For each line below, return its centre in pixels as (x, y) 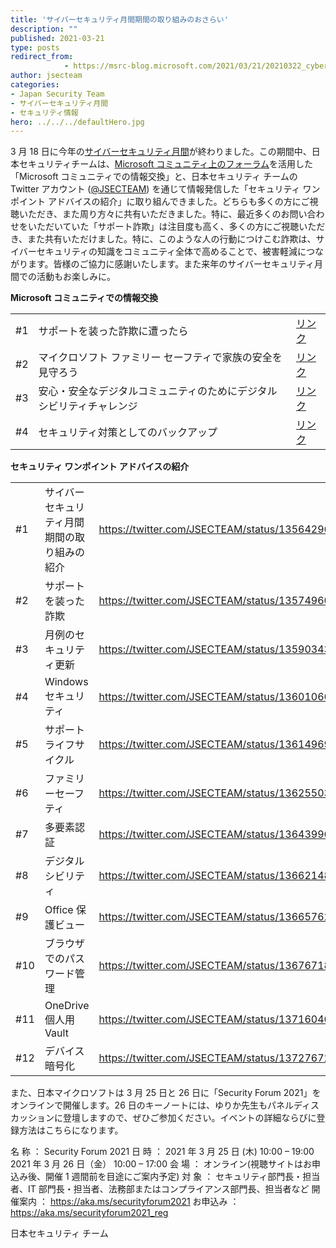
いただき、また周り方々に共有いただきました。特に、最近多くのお (154, 214)
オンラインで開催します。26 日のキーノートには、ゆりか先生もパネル (152, 1105)
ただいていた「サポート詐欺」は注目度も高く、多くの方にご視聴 (168, 227)
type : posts (35, 47)
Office (59, 910)
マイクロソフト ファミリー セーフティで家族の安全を (160, 358)
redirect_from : (42, 57)
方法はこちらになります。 (71, 1130)
